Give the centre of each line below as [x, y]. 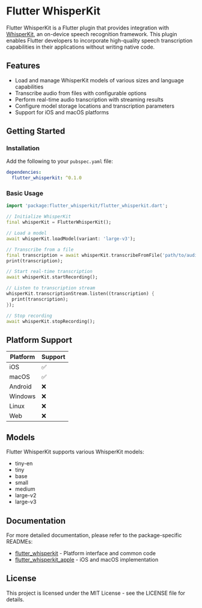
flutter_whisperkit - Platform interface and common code [85, 553]
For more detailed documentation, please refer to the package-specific [94, 535]
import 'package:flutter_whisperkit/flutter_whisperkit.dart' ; [87, 206]
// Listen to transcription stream [51, 288]
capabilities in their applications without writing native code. [81, 47]
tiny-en [24, 464]
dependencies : [24, 173]
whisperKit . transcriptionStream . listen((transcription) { [80, 294]
